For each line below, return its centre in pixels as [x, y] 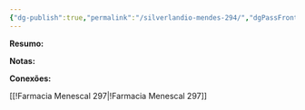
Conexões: [30, 78]
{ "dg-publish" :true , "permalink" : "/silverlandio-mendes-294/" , [129, 18]
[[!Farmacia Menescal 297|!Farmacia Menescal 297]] [108, 96]
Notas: [23, 60]
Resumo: [26, 43]
